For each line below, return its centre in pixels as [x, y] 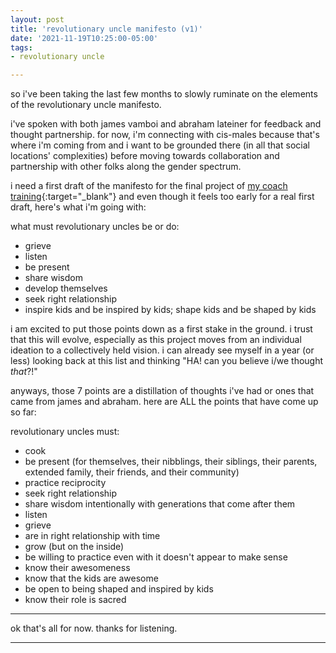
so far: [23, 412]
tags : [21, 47]
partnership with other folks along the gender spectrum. [126, 167]
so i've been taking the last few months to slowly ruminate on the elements [164, 94]
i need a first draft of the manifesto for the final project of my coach [149, 186]
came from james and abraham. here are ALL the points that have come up [164, 402]
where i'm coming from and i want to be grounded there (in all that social [160, 145]
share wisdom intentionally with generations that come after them [160, 504]
